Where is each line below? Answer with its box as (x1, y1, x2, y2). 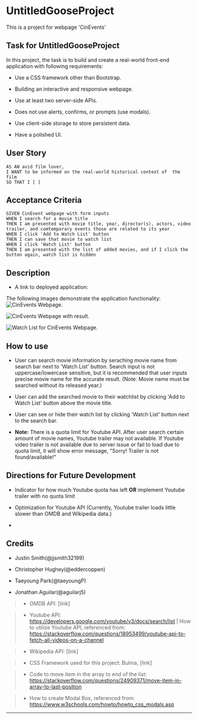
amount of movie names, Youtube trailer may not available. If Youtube (14, 435, 184, 442)
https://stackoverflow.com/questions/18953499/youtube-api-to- (29, 630, 186, 637)
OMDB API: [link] (29, 599, 71, 607)
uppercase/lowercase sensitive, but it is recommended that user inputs (14, 369, 187, 376)
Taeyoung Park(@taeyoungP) (14, 577, 87, 584)
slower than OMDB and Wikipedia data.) (14, 510, 112, 517)
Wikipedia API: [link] (29, 648, 78, 655)
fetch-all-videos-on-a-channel (29, 636, 104, 643)
